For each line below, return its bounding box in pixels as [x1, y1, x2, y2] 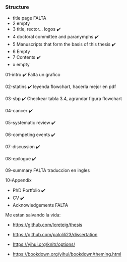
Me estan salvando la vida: [5, 212, 61, 218]
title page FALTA [12, 15, 46, 21]
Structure [5, 4, 29, 11]
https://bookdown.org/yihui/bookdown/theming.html [12, 251, 122, 257]
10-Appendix [5, 177, 32, 183]
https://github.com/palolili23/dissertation [12, 232, 98, 238]
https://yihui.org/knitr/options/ [12, 241, 76, 247]
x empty [12, 62, 30, 68]
